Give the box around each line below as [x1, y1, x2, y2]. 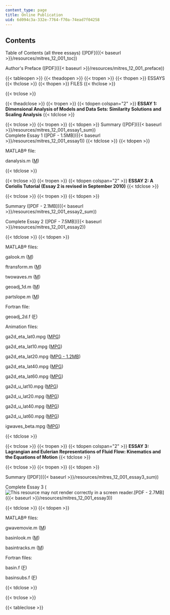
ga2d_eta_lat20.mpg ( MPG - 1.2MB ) [5, 353, 81, 360]
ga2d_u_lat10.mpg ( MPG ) [5, 384, 59, 390]
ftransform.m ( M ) [5, 264, 42, 270]
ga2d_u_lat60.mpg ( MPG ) [5, 413, 60, 420]
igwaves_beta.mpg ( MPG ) [5, 423, 60, 429]
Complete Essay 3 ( [5, 484, 47, 490]
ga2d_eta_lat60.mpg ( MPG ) [5, 373, 64, 379]
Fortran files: [5, 555, 32, 561]
